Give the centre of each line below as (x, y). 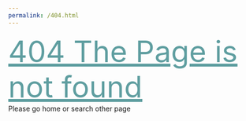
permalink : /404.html (44, 15)
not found (76, 86)
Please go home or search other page (70, 108)
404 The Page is (123, 51)
